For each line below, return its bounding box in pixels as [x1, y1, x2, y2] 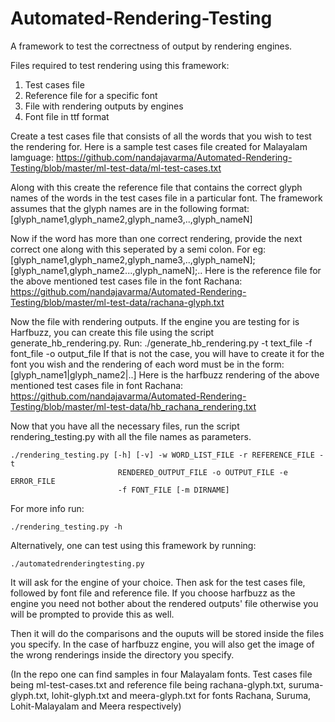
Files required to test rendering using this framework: [10, 59, 230, 71]
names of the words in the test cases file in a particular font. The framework [10, 192, 323, 204]
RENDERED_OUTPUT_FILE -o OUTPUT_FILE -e [117, 467, 288, 477]
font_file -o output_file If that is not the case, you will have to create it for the [10, 347, 325, 359]
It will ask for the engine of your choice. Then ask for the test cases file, [10, 576, 306, 588]
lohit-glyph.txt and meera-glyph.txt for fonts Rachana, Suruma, [51, 689, 312, 701]
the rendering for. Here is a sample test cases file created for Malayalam [10, 140, 308, 152]
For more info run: [10, 502, 85, 514]
